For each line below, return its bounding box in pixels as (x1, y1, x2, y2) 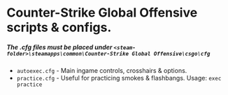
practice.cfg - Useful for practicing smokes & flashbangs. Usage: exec (16, 74, 222, 83)
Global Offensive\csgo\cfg (131, 50, 211, 57)
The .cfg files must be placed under (6, 43, 113, 51)
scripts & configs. (6, 19, 112, 35)
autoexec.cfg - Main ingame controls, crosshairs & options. (16, 67, 187, 75)
